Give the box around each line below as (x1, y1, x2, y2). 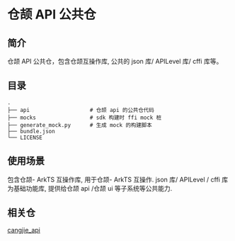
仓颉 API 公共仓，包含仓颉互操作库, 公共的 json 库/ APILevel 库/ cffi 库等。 (7, 57, 223, 65)
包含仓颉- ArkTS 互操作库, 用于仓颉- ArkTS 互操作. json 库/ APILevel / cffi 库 (7, 175, 229, 184)
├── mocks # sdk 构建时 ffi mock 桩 (7, 114, 162, 121)
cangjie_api (7, 226, 41, 235)
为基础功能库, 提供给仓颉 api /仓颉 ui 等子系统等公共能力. (7, 184, 173, 192)
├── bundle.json (7, 128, 55, 135)
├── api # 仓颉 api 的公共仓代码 (7, 106, 154, 113)
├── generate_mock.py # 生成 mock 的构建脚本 (7, 121, 152, 128)
